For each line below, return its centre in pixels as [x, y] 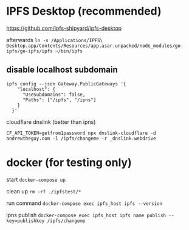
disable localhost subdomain [62, 70]
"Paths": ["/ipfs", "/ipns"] [59, 100]
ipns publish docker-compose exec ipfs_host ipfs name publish [86, 215]
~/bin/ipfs [69, 51]
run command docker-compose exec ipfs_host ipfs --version [84, 203]
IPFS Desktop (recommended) [84, 11]
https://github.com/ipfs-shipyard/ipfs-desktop [64, 28]
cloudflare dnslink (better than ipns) [51, 122]
